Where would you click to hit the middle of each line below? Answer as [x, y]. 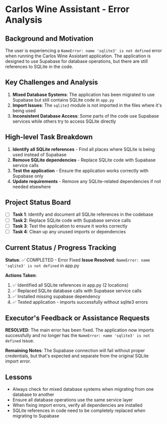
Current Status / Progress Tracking [61, 248]
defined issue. [20, 341]
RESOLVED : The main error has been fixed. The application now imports [79, 330]
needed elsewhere [31, 187]
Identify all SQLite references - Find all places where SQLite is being [83, 149]
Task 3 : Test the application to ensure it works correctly [70, 226]
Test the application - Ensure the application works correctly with [80, 171]
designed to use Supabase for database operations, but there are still [76, 61]
